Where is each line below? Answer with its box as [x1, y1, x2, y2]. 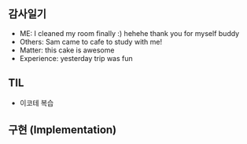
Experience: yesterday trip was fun [19, 53, 134, 63]
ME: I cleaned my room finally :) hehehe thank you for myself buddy [19, 28, 240, 38]
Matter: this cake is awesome [19, 45, 115, 55]
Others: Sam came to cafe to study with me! [19, 37, 163, 46]
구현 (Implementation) [8, 124, 117, 137]
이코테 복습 [19, 98, 54, 107]
